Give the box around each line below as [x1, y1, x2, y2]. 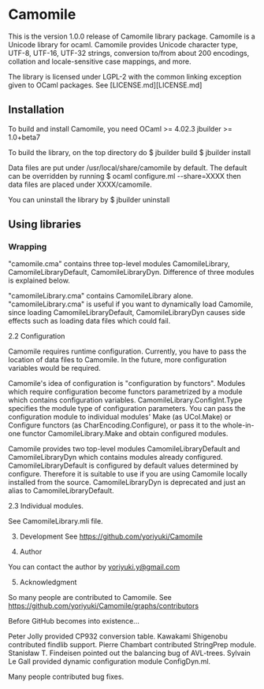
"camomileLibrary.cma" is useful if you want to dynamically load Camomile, [8, 299, 254, 309]
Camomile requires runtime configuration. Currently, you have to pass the [8, 346, 247, 356]
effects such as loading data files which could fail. [8, 317, 171, 326]
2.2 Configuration [8, 332, 65, 341]
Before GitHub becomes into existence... [8, 617, 139, 626]
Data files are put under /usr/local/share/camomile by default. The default [8, 163, 247, 172]
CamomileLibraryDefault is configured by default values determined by [8, 461, 239, 470]
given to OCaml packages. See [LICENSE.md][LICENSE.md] [8, 80, 203, 90]
